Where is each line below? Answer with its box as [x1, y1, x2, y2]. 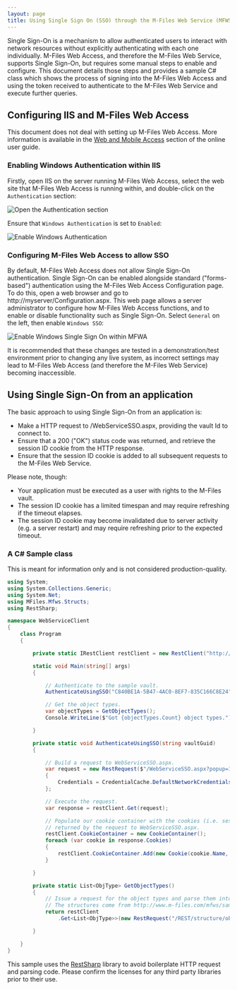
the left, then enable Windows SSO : [7, 318, 104, 327]
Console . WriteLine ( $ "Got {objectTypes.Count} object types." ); [44, 714, 235, 722]
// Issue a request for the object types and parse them [44, 895, 217, 903]
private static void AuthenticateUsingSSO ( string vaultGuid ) [32, 740, 217, 747]
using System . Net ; [7, 591, 61, 598]
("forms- [202, 273, 227, 282]
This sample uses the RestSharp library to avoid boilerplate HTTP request [7, 960, 221, 968]
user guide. [7, 143, 41, 152]
